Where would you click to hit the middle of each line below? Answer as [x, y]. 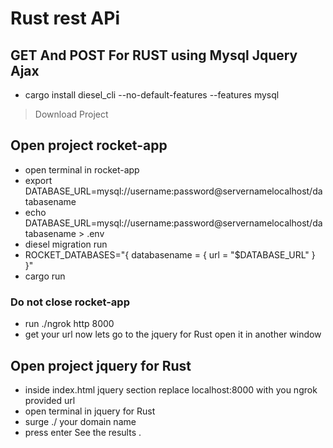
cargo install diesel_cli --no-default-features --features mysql [152, 95]
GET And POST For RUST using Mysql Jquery [154, 55]
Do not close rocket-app [70, 302]
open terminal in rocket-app [82, 169]
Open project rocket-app [89, 145]
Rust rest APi [65, 18]
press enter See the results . [83, 432]
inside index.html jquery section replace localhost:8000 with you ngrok [171, 389]
